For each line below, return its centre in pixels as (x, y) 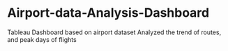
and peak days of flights (42, 39)
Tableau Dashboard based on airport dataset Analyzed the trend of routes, (114, 32)
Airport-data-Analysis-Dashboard (108, 13)
